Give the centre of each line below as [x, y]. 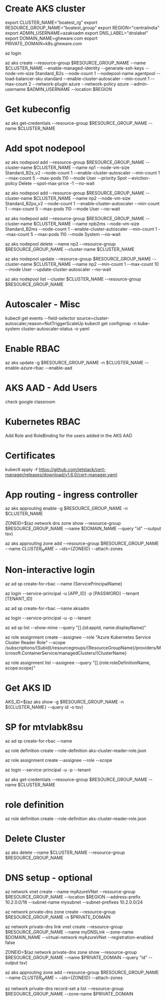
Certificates [30, 456]
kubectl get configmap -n [111, 323]
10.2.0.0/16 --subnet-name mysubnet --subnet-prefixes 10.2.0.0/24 [74, 902]
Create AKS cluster [45, 9]
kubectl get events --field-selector [40, 318]
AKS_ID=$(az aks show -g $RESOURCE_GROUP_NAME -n [64, 702]
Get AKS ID [28, 688]
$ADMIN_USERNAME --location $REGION [69, 89]
